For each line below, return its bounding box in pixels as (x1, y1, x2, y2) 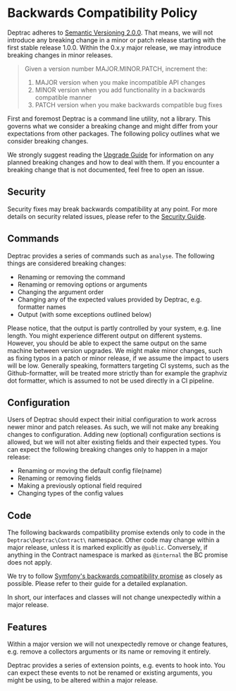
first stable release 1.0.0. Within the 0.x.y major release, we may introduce (7, 43, 222, 52)
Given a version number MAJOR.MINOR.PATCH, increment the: (24, 64, 208, 73)
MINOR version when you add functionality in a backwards (35, 85, 206, 94)
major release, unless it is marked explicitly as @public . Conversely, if (7, 543, 208, 552)
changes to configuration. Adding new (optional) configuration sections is (7, 431, 221, 439)
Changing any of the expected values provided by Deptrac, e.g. (17, 295, 202, 304)
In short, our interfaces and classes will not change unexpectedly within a (7, 593, 221, 601)
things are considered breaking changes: (7, 259, 127, 268)
